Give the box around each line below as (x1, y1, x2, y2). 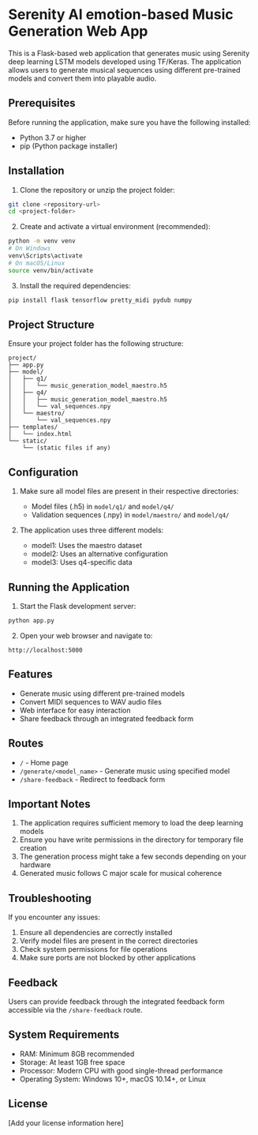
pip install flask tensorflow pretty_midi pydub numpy (8, 296, 193, 304)
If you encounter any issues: (8, 912, 101, 922)
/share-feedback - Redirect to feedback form (19, 774, 166, 784)
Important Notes (8, 797, 91, 810)
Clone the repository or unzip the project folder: (19, 185, 175, 194)
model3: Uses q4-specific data (31, 558, 133, 567)
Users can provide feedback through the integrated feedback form (8, 997, 225, 1006)
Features (8, 667, 53, 681)
